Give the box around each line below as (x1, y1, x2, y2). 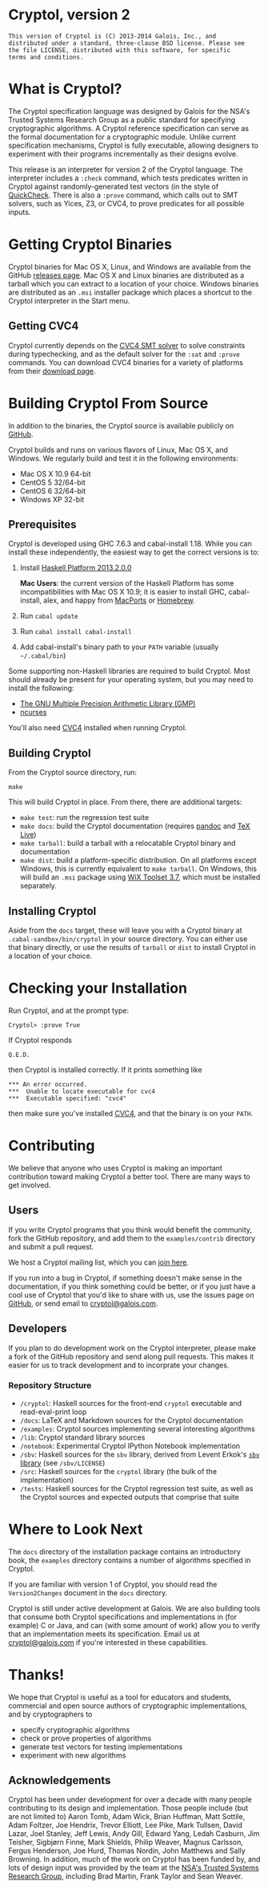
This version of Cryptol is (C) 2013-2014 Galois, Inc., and (8, 32, 217, 40)
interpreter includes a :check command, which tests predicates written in (8, 173, 249, 182)
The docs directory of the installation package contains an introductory (8, 1546, 242, 1556)
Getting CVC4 (8, 319, 79, 333)
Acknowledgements (8, 1773, 111, 1787)
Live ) (19, 830, 37, 839)
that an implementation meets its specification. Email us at (8, 1629, 200, 1639)
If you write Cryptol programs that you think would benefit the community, (8, 1225, 253, 1234)
